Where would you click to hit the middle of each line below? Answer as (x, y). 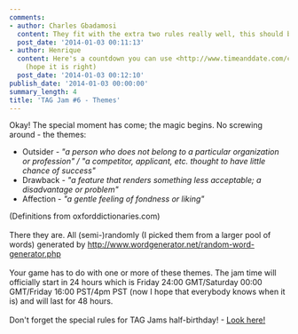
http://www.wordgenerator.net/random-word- (171, 244)
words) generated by (47, 244)
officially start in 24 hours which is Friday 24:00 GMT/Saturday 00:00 (136, 282)
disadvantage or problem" (70, 190)
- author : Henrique (45, 51)
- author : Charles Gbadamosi (63, 26)
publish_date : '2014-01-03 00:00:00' (79, 83)
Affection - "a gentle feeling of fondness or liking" (113, 199)
